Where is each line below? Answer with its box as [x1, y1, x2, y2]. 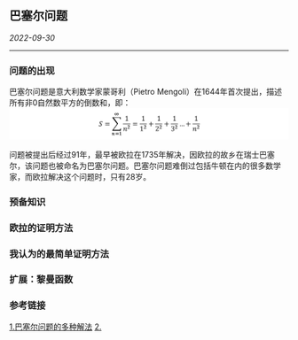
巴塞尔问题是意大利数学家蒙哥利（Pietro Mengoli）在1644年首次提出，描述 [9, 87, 282, 97]
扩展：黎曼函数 [9, 274, 74, 286]
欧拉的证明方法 [9, 221, 74, 234]
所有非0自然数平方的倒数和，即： [9, 97, 131, 108]
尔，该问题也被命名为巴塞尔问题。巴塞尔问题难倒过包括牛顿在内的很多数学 [9, 160, 281, 171]
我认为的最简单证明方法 [9, 247, 109, 259]
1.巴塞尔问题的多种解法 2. [9, 321, 102, 332]
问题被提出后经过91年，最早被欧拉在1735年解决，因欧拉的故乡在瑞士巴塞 [9, 149, 275, 159]
